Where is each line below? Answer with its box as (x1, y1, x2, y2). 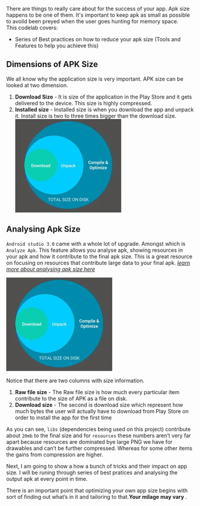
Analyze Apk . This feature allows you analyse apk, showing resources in (6, 246, 183, 254)
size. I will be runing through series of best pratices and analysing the (6, 469, 178, 476)
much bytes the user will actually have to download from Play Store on (14, 407, 189, 414)
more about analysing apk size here (6, 266, 96, 273)
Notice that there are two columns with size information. (6, 377, 145, 384)
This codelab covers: (6, 24, 58, 31)
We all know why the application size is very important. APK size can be (6, 75, 184, 83)
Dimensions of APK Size (6, 59, 98, 69)
